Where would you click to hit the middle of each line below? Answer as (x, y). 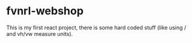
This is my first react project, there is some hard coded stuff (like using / (96, 27)
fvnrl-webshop (45, 11)
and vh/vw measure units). (40, 33)
